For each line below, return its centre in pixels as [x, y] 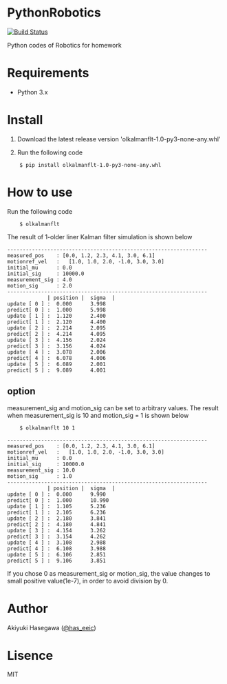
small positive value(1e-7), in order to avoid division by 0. [88, 581]
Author [28, 608]
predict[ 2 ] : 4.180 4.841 [57, 524]
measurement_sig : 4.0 [40, 280]
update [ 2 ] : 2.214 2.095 [57, 328]
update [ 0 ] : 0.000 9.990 [57, 494]
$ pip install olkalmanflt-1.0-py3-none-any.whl [90, 165]
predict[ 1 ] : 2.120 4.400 [57, 322]
